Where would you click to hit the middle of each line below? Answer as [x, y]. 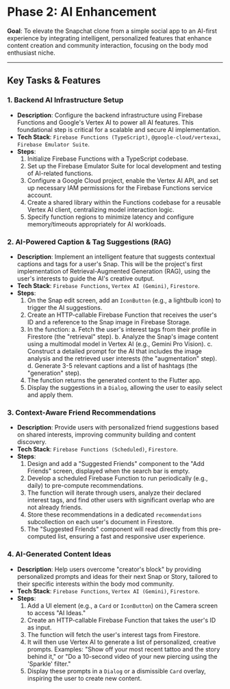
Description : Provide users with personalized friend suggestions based [118, 428]
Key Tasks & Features [54, 80]
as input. [39, 627]
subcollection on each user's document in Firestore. [101, 522]
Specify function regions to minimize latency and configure [111, 217]
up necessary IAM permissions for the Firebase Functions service [120, 187]
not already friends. [55, 508]
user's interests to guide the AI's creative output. [86, 278]
